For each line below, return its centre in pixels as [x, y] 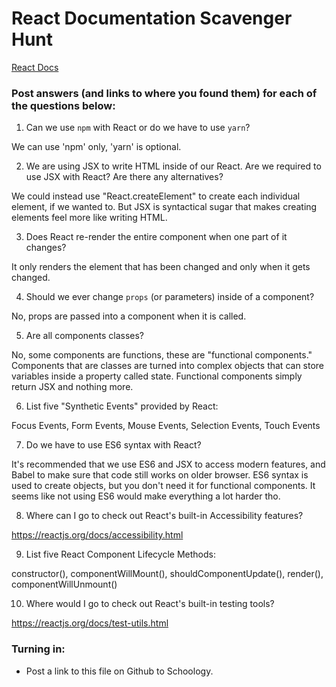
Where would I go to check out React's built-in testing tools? [150, 604]
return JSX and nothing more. [72, 387]
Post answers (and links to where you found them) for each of [164, 93]
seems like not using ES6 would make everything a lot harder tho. [146, 496]
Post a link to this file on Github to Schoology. [119, 671]
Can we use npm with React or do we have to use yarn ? [138, 128]
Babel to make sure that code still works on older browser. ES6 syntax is [160, 475]
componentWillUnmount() [64, 584]
